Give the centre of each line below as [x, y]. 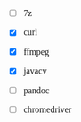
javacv [35, 71]
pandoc [36, 90]
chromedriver [48, 109]
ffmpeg [36, 51]
